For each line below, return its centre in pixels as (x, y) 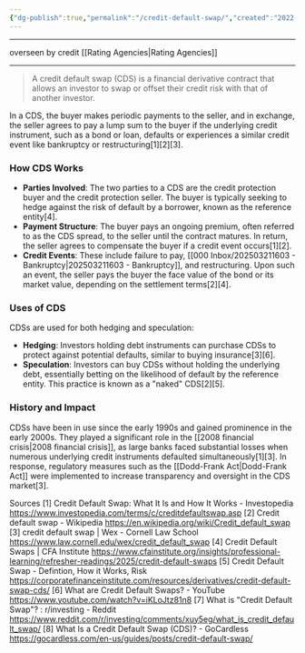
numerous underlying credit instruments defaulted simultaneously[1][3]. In (148, 457)
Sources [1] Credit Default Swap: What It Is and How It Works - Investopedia (152, 503)
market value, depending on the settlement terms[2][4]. (127, 284)
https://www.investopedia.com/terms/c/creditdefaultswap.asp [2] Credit (144, 512)
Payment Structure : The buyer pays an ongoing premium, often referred (158, 226)
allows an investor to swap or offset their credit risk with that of (150, 88)
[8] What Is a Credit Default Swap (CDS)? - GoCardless (146, 628)
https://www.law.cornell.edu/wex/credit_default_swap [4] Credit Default (143, 541)
